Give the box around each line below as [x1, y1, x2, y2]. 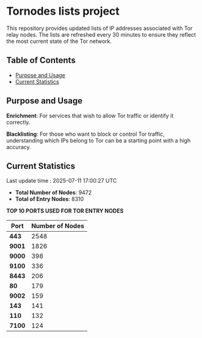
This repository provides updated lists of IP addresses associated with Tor [6, 24, 193, 32]
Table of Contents [6, 55, 76, 65]
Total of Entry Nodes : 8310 [15, 196, 84, 203]
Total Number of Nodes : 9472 [15, 189, 92, 196]
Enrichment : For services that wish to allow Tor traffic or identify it [6, 112, 174, 119]
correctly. [6, 118, 31, 126]
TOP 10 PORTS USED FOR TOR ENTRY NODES [6, 207, 124, 215]
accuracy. [6, 143, 32, 150]
